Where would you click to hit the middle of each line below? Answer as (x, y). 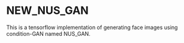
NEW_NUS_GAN (48, 11)
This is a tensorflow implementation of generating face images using (92, 27)
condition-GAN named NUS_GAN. (49, 33)
